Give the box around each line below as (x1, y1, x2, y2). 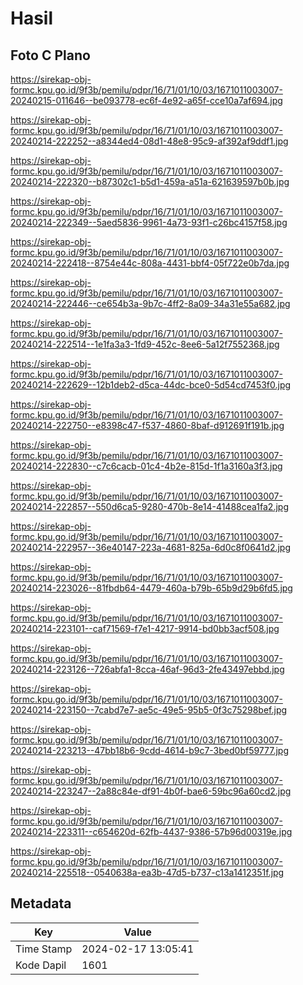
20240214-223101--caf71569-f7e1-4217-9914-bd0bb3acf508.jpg (10, 623, 280, 634)
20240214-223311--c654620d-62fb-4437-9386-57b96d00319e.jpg (10, 826, 293, 837)
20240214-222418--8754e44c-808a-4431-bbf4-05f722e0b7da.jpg (10, 257, 290, 269)
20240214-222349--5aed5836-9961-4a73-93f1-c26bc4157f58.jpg (10, 217, 288, 228)
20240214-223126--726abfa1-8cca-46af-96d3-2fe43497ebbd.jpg (10, 663, 285, 675)
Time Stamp (15, 942, 73, 956)
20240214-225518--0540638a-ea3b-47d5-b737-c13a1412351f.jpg (10, 867, 285, 878)
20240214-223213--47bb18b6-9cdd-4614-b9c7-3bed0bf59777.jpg (10, 745, 290, 756)
